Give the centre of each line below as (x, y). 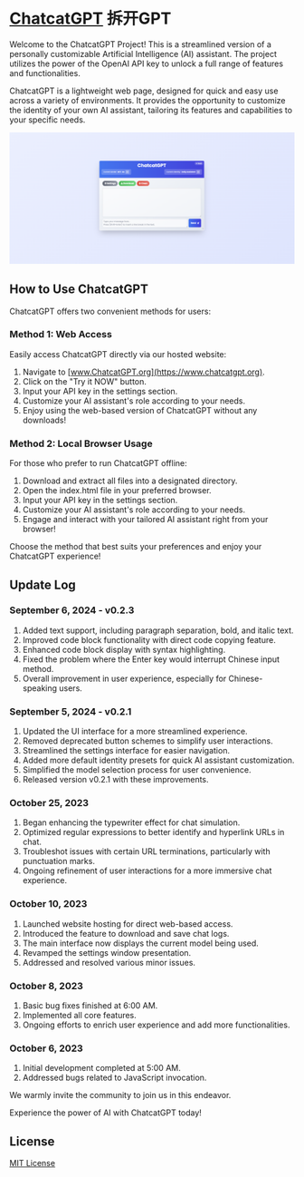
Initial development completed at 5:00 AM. (101, 1068)
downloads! (44, 420)
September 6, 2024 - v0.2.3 (72, 610)
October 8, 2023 (47, 986)
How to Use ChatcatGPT (79, 290)
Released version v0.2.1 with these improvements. (116, 780)
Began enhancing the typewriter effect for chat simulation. (131, 822)
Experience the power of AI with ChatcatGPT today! (105, 1113)
